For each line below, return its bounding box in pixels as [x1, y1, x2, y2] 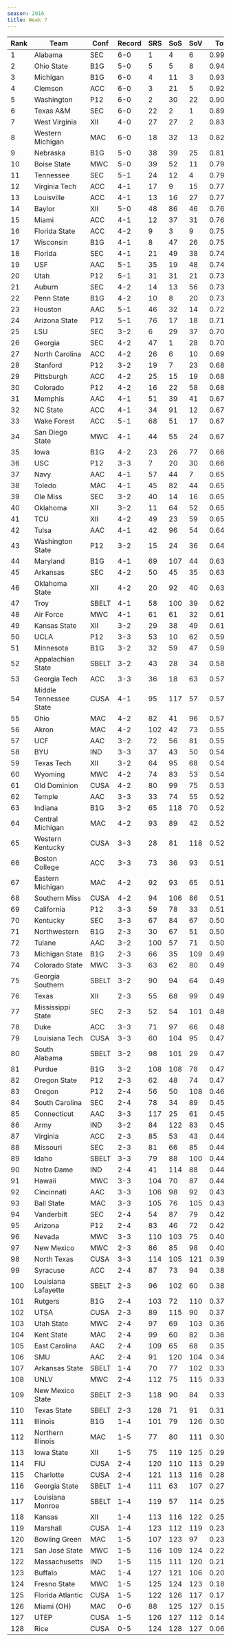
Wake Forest [34, 416, 75, 426]
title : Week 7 [7, 17, 48, 23]
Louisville [34, 193, 65, 202]
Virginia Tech [34, 182, 77, 191]
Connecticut [34, 1108, 74, 1118]
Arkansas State [34, 1363, 84, 1372]
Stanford [34, 360, 63, 370]
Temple [34, 791, 58, 801]
